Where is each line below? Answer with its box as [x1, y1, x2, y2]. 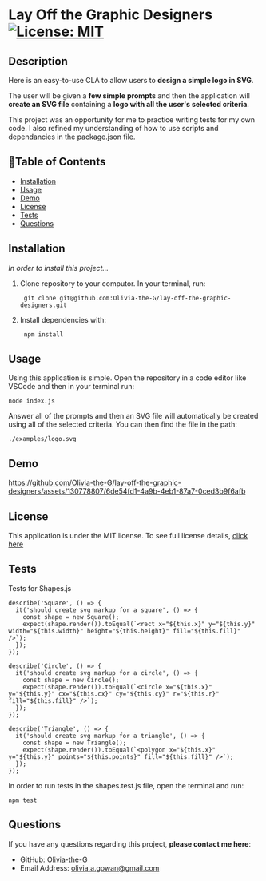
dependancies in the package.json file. [8, 132, 136, 141]
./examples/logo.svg [8, 435, 77, 443]
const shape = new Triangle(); [22, 739, 127, 747]
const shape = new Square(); [22, 613, 120, 621]
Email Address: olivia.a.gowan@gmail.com [19, 863, 160, 872]
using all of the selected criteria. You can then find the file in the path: [8, 419, 238, 429]
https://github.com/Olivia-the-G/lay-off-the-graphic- [8, 478, 181, 488]
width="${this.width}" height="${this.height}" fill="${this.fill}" [8, 627, 241, 635]
